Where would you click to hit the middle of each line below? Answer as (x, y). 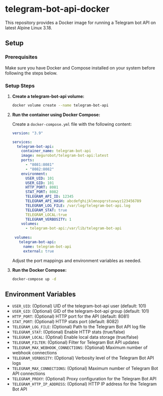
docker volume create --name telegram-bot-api (60, 105)
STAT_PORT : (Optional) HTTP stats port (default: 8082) (65, 322)
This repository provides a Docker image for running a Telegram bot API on (81, 23)
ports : (28, 160)
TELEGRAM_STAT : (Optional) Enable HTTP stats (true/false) (69, 332)
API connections (29, 373)
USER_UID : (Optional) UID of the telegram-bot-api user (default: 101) (79, 306)
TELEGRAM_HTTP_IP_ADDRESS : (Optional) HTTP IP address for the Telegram (84, 384)
